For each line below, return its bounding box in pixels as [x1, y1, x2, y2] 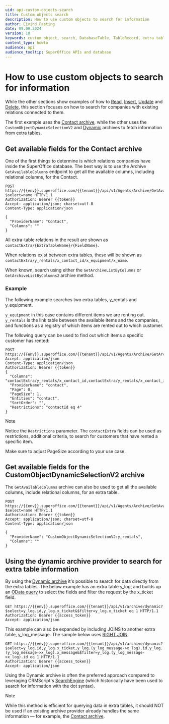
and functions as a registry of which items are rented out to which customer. [5, 322, 163, 328]
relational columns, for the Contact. [5, 174, 78, 180]
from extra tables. [5, 130, 42, 136]
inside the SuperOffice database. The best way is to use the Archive [5, 163, 146, 170]
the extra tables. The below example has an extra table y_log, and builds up [5, 584, 161, 590]
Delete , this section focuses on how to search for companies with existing [5, 104, 158, 110]
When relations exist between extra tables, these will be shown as [5, 252, 142, 258]
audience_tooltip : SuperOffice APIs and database [5, 49, 112, 54]
